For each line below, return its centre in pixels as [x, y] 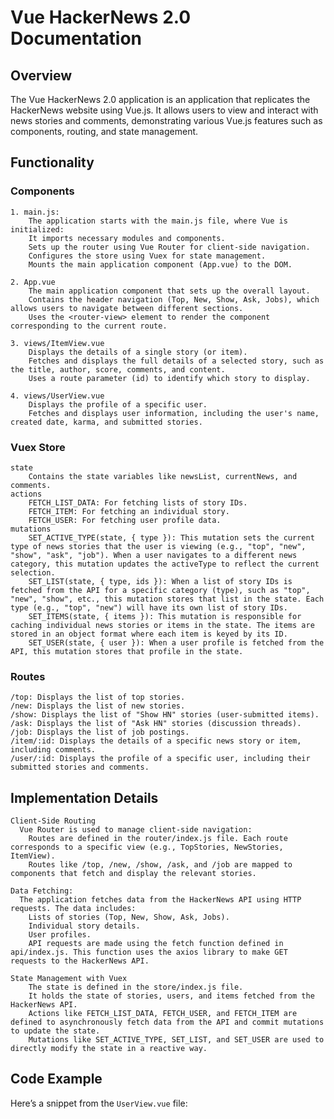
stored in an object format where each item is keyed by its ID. [149, 634]
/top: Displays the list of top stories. [98, 697]
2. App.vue [33, 282]
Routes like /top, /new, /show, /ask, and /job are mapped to [160, 865]
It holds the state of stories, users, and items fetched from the [171, 996]
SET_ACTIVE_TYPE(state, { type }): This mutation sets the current [171, 537]
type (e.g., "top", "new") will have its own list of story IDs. [149, 607]
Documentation [76, 38]
